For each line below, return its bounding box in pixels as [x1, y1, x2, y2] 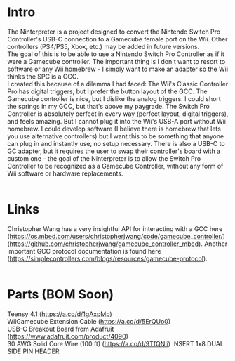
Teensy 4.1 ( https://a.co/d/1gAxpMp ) [7, 310, 112, 318]
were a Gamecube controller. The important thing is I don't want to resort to [7, 57, 226, 65]
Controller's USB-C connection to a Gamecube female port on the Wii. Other [7, 34, 228, 43]
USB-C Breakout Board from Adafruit [7, 324, 114, 333]
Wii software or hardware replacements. [7, 169, 123, 178]
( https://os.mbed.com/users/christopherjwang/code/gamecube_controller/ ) [7, 232, 226, 240]
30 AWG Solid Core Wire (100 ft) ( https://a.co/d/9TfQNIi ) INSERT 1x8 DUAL [7, 339, 224, 348]
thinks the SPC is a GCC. [7, 72, 79, 81]
